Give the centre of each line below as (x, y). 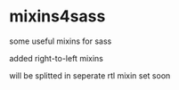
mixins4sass (57, 16)
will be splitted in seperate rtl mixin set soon (90, 75)
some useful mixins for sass (61, 41)
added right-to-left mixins (57, 58)
